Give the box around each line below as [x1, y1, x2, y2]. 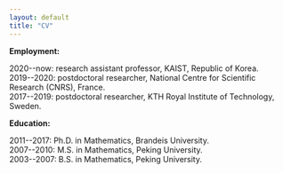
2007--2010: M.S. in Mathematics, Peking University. [9, 144, 203, 155]
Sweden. [9, 100, 42, 111]
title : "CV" [9, 21, 53, 30]
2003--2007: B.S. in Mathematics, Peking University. [9, 153, 203, 164]
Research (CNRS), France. [9, 82, 106, 92]
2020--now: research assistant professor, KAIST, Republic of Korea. [9, 63, 260, 74]
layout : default [9, 12, 69, 22]
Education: [9, 117, 51, 129]
